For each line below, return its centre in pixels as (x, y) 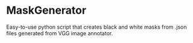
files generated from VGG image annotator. (60, 33)
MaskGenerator (46, 10)
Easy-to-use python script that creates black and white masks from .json (96, 27)
